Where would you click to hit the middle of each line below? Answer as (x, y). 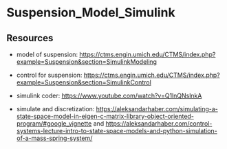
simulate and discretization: (55, 109)
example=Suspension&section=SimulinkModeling (87, 62)
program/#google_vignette (54, 124)
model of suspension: (47, 54)
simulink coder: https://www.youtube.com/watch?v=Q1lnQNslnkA (109, 95)
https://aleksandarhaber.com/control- (159, 124)
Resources (30, 38)
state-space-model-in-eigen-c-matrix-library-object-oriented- (105, 116)
